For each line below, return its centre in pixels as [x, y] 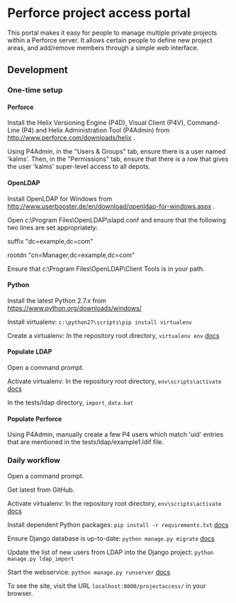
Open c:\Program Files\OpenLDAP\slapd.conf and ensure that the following [117, 220]
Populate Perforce [35, 419]
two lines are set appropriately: [52, 227]
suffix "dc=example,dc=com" [50, 241]
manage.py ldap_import [41, 559]
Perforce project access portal [99, 13]
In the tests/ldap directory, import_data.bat [71, 402]
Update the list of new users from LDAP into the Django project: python [111, 552]
